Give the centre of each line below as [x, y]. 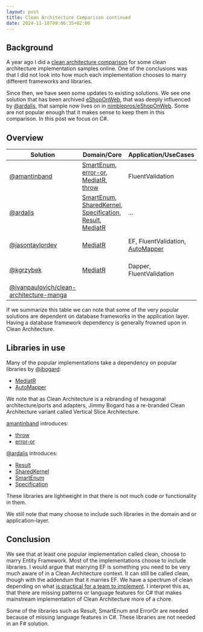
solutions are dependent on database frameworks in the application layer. [98, 316]
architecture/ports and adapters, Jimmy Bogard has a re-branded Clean [96, 405]
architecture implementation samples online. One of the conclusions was [97, 69]
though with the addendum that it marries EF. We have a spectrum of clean [100, 579]
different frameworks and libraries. [49, 82]
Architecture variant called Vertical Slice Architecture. [73, 411]
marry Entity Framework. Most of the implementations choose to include [96, 560]
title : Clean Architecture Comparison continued [69, 18]
